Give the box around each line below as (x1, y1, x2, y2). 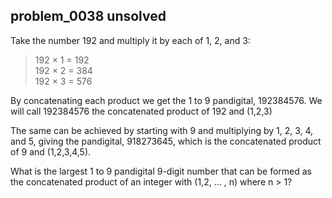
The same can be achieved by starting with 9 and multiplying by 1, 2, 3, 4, (10, 124, 314, 136)
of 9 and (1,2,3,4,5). (10, 145, 92, 158)
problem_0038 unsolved (10, 8, 167, 25)
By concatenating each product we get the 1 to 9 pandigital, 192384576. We (10, 94, 323, 106)
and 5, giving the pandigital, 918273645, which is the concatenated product (10, 135, 322, 147)
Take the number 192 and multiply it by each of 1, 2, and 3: (10, 34, 251, 46)
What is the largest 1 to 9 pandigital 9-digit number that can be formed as (10, 165, 313, 177)
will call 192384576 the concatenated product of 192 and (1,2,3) (10, 105, 273, 117)
